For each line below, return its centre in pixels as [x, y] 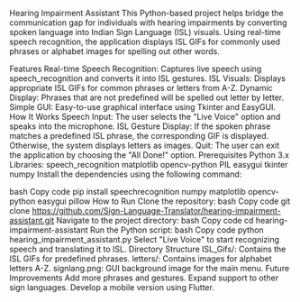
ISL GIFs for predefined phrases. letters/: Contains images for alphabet [141, 259]
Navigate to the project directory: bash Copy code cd [155, 220]
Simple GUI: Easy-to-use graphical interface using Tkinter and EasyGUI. [143, 107]
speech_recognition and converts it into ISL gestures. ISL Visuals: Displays [148, 78]
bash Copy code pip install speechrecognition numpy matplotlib [127, 192]
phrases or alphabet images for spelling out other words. [115, 51]
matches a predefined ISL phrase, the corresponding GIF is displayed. [139, 136]
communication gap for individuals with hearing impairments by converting [148, 23]
